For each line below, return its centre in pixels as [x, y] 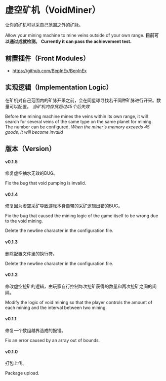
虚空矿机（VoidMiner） [53, 10]
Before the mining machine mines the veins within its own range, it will [77, 116]
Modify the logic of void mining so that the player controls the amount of [79, 302]
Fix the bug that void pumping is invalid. [46, 183]
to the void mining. [24, 221]
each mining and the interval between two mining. [56, 307]
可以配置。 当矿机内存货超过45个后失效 [49, 106]
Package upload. [22, 373]
